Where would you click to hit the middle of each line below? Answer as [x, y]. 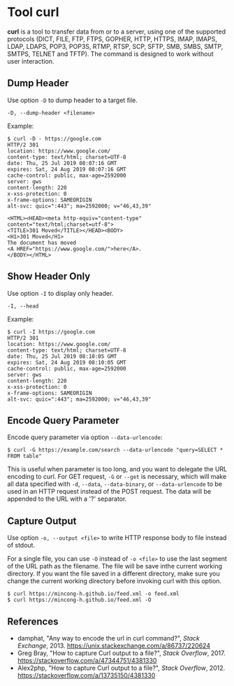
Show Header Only [49, 277]
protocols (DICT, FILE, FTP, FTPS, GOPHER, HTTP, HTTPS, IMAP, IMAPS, [112, 38]
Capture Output [42, 521]
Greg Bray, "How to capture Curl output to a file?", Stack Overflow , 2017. [121, 653]
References [33, 621]
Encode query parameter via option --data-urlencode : [85, 437]
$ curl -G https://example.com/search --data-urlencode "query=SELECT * [115, 450]
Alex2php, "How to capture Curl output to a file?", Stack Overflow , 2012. [121, 668]
